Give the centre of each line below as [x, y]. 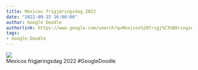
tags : [13, 33]
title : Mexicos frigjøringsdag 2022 [51, 11]
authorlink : [21, 28]
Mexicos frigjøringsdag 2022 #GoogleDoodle [61, 61]
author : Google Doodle [34, 22]
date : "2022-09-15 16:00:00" [42, 17]
